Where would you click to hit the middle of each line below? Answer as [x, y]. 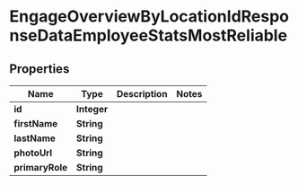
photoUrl [33, 153]
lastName [35, 138]
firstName [36, 123]
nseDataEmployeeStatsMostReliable [149, 35]
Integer [92, 109]
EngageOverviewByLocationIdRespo [149, 17]
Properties [39, 69]
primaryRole [41, 167]
